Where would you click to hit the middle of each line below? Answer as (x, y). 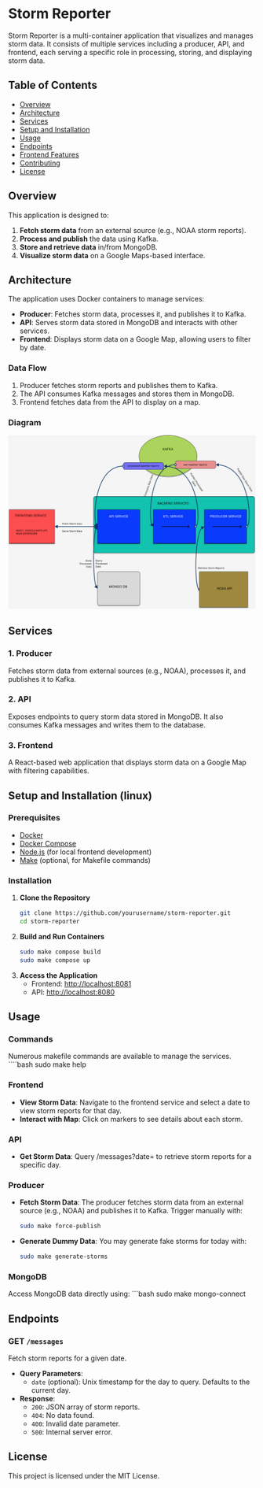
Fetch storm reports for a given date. (68, 1358)
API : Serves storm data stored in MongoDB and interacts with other (128, 323)
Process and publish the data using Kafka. (89, 239)
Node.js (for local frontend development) (86, 852)
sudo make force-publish (60, 1226)
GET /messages (36, 1341)
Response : (37, 1398)
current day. (51, 1390)
